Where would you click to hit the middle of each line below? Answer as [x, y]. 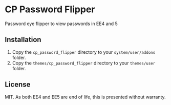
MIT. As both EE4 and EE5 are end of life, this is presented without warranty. [85, 97]
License [18, 85]
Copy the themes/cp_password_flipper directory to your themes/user [84, 63]
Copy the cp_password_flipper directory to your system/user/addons [84, 52]
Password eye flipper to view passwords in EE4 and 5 [61, 24]
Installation [23, 40]
